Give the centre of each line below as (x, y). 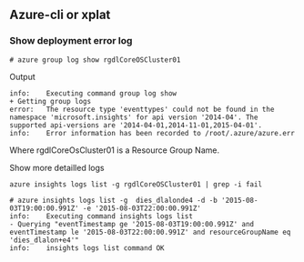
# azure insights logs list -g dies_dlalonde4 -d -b (114, 200)
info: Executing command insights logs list (101, 216)
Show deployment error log (71, 41)
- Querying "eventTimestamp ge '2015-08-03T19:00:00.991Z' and (132, 224)
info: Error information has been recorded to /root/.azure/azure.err (152, 133)
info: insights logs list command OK (87, 248)
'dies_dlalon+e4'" (44, 240)
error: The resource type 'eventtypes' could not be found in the (142, 109)
